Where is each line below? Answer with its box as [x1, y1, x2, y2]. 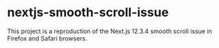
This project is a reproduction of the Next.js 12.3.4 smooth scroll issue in [7, 27, 212, 35]
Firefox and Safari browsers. [7, 34, 87, 42]
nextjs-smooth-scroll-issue [7, 5, 169, 20]
